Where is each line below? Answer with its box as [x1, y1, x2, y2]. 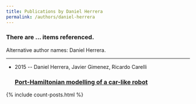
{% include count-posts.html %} [6, 91, 83, 98]
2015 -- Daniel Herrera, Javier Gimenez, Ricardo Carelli [14, 63, 147, 70]
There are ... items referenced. [6, 33, 94, 41]
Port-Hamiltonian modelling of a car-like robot [14, 78, 148, 86]
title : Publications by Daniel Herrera [6, 8, 103, 15]
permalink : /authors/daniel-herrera [6, 14, 95, 20]
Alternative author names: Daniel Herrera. [6, 46, 106, 53]
